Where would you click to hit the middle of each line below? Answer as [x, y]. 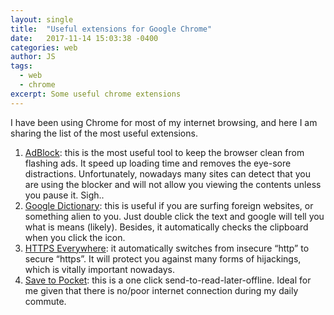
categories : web [44, 47]
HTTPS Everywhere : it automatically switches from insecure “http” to [167, 248]
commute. [45, 301]
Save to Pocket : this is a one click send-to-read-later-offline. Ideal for [168, 280]
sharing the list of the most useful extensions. [104, 133]
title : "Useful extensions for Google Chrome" [111, 29]
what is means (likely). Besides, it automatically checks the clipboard [166, 227]
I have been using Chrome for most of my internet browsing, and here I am [164, 122]
